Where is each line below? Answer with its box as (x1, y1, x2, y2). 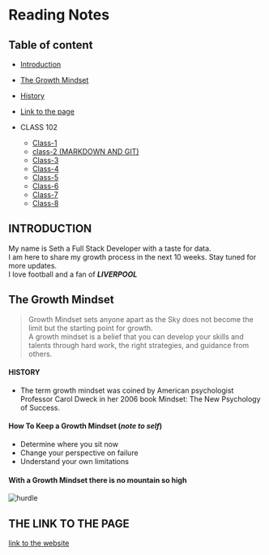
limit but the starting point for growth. (28, 323, 153, 333)
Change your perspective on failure (19, 448, 139, 458)
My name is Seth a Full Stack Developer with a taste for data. (8, 243, 212, 253)
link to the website (8, 538, 70, 549)
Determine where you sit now (19, 440, 119, 450)
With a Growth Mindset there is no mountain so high (8, 475, 187, 484)
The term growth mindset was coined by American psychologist (19, 385, 234, 395)
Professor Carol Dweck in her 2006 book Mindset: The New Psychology (19, 394, 261, 403)
